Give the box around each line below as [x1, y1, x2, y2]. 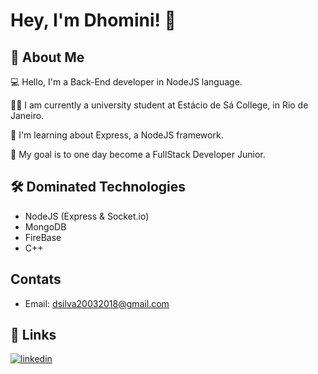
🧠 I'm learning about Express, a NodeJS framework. [10, 129, 224, 141]
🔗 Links [10, 327, 57, 344]
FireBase [24, 231, 62, 243]
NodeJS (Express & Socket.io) [24, 210, 150, 222]
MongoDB [24, 220, 67, 233]
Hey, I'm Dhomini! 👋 [10, 9, 177, 32]
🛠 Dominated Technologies [10, 179, 187, 196]
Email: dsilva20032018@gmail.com [24, 297, 170, 309]
